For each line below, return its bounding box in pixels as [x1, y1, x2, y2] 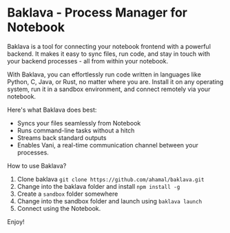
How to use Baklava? [7, 161, 67, 170]
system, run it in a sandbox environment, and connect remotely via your [7, 85, 211, 93]
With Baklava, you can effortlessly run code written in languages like [7, 70, 202, 79]
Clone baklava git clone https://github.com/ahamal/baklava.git [17, 174, 205, 183]
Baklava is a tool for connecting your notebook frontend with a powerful [7, 42, 211, 50]
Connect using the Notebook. [17, 204, 101, 212]
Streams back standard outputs [17, 133, 107, 142]
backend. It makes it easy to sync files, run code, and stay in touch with [7, 50, 211, 58]
